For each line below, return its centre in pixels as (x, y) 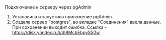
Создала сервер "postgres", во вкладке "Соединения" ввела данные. (87, 22)
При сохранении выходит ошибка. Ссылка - (59, 27)
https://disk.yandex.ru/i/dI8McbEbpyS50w (56, 32)
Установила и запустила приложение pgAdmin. (63, 17)
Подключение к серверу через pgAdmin (48, 7)
